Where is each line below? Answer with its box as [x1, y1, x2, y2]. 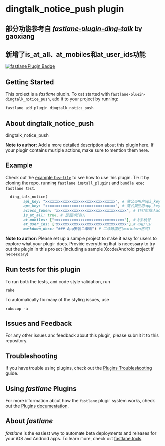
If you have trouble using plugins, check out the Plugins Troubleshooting [5, 365, 152, 371]
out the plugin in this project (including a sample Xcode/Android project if [5, 246, 154, 252]
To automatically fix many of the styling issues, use [5, 296, 110, 302]
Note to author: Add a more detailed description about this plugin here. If [5, 142, 154, 148]
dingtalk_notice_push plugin [5, 3, 124, 15]
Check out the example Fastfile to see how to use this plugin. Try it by [5, 174, 149, 180]
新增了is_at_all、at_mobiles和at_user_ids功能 [5, 50, 146, 59]
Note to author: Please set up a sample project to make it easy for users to [5, 235, 157, 241]
